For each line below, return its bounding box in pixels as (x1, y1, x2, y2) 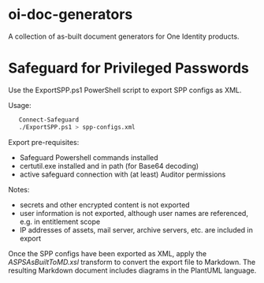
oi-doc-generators (8, 6, 133, 24)
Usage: (8, 100, 32, 110)
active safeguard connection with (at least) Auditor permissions (19, 169, 226, 179)
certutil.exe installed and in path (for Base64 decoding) (19, 161, 199, 170)
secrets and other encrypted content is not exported (19, 199, 191, 210)
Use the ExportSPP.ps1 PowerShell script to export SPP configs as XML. (8, 85, 242, 95)
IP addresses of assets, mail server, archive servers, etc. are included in (19, 225, 254, 234)
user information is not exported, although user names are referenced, (19, 208, 248, 218)
